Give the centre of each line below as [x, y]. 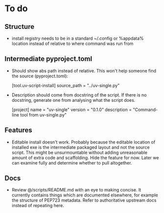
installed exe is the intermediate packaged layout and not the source [81, 147]
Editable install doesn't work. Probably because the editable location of [83, 142]
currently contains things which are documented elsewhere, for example [85, 195]
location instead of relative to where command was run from [72, 44]
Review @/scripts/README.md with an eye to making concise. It [76, 190]
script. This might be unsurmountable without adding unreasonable [80, 152]
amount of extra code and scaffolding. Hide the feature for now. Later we [85, 158]
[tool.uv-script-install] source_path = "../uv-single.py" [66, 85]
